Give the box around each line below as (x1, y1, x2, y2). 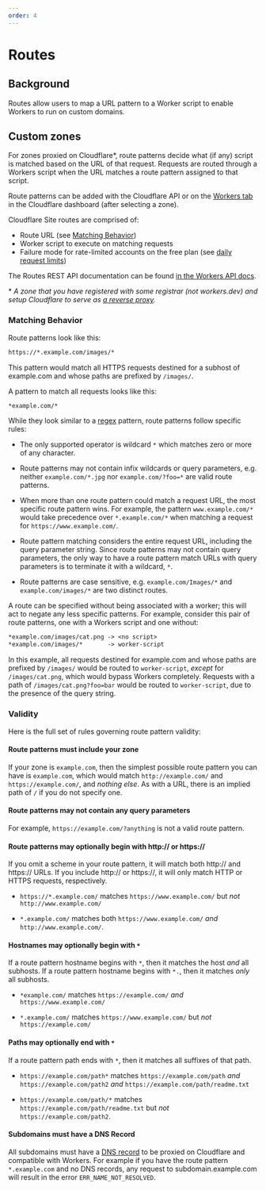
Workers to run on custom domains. (8, 106, 125, 116)
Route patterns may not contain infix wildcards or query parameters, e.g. (19, 463, 257, 473)
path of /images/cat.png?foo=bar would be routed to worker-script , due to (8, 680, 252, 690)
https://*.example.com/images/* (8, 348, 115, 356)
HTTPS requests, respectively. (8, 876, 108, 885)
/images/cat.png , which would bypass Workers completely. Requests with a (8, 672, 255, 681)
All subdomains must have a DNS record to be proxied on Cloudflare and (8, 1147, 245, 1157)
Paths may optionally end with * (8, 1037, 115, 1047)
